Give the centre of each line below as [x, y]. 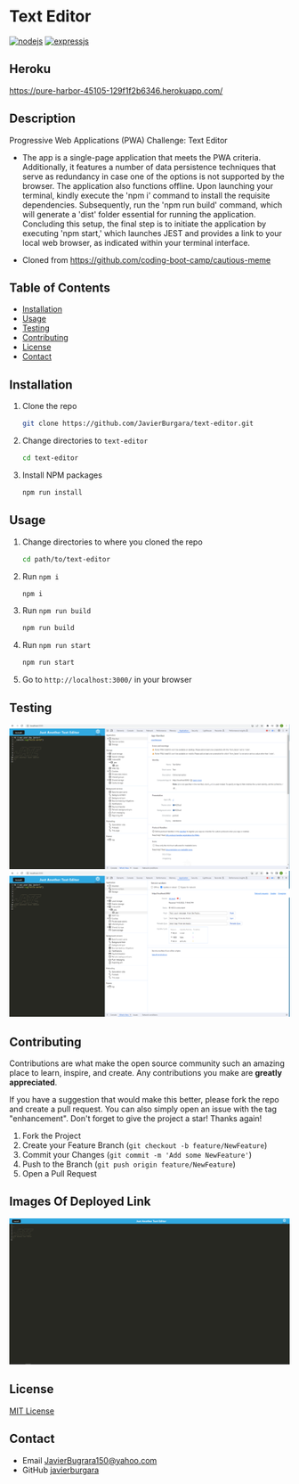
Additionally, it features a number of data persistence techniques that [149, 167]
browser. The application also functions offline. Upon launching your [148, 185]
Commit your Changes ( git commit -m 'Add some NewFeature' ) [137, 1154]
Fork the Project [52, 1136]
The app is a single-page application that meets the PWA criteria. [141, 157]
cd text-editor [50, 458]
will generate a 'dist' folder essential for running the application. [139, 214]
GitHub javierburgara [61, 1470]
